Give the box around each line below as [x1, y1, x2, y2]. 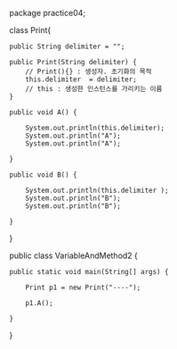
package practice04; [9, 8, 86, 18]
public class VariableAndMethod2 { [9, 250, 138, 261]
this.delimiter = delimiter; [25, 75, 138, 84]
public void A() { [9, 108, 77, 117]
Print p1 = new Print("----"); [25, 283, 141, 292]
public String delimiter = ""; [9, 42, 125, 51]
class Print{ [9, 25, 52, 35]
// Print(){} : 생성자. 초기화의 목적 [25, 67, 152, 76]
